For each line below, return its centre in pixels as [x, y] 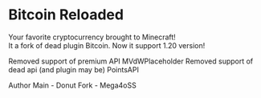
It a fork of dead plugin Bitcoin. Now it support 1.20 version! [107, 45]
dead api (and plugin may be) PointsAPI [73, 69]
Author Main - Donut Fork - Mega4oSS [72, 85]
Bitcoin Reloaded [66, 15]
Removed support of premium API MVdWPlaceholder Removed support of [131, 61]
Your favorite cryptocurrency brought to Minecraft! [92, 37]
